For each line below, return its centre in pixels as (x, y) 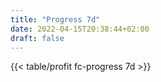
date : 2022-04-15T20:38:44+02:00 (80, 29)
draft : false (37, 38)
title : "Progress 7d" (55, 19)
